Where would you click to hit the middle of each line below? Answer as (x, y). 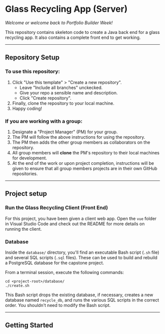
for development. (30, 158)
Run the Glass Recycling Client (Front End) (56, 208)
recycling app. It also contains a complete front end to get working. (73, 37)
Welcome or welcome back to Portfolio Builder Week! (59, 23)
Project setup (26, 194)
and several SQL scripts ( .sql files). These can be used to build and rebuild (81, 257)
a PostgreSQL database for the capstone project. (55, 263)
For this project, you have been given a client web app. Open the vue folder (81, 218)
